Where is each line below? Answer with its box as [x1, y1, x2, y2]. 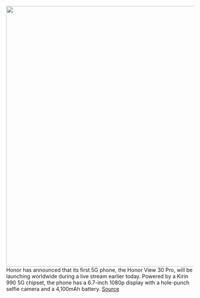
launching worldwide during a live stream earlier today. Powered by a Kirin [6, 273, 189, 280]
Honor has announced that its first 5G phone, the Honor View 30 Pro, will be [6, 266, 193, 274]
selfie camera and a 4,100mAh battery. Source [6, 285, 120, 292]
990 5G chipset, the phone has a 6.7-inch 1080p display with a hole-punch [6, 279, 190, 286]
